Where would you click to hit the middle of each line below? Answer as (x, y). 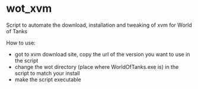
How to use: (21, 43)
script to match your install (47, 73)
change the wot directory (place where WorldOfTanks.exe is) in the (97, 66)
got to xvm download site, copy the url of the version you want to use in (102, 54)
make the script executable (48, 80)
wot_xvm (29, 9)
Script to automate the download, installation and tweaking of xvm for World (99, 25)
